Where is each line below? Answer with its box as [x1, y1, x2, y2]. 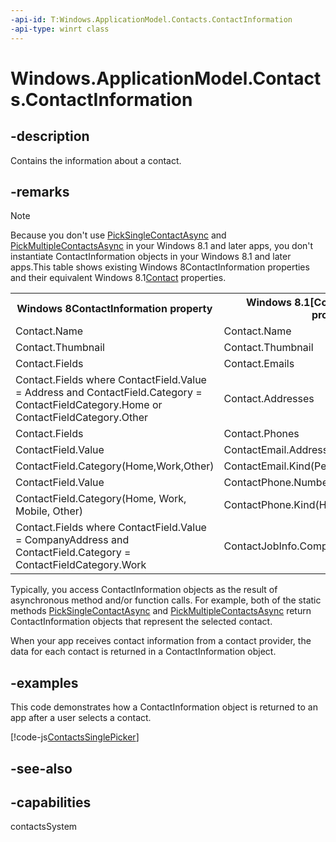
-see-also [10, 760, 73, 777]
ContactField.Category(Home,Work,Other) [15, 459, 215, 473]
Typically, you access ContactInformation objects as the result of [10, 584, 278, 596]
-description [10, 128, 90, 145]
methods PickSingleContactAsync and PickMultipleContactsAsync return [10, 605, 312, 617]
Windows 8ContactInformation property [16, 302, 213, 316]
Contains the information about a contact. [10, 154, 182, 166]
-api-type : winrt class [10, 24, 110, 34]
